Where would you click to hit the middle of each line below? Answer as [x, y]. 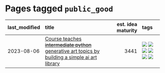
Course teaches [63, 38]
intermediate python [68, 45]
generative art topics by [72, 51]
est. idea [127, 24]
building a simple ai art [71, 57]
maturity [127, 30]
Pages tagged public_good [59, 9]
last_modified [24, 27]
